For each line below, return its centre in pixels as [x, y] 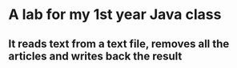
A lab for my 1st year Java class [115, 15]
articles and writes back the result [95, 56]
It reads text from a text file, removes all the [119, 44]
